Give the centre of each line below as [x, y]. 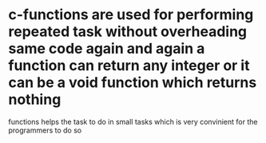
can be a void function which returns [133, 83]
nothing [35, 99]
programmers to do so [45, 130]
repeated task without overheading [128, 32]
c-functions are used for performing [131, 15]
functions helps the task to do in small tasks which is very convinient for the [133, 121]
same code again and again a [107, 49]
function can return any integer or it [129, 66]
